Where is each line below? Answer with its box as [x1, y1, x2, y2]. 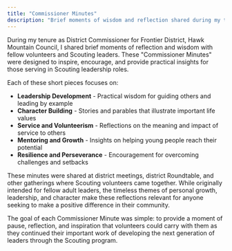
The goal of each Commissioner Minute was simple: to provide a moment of [7, 214, 223, 222]
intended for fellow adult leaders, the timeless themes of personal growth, [7, 186, 217, 194]
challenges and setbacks [17, 158, 88, 166]
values [17, 113, 37, 122]
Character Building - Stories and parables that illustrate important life [17, 106, 215, 115]
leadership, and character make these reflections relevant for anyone [7, 193, 204, 201]
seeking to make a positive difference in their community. [7, 201, 171, 209]
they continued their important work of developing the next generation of [7, 229, 215, 237]
